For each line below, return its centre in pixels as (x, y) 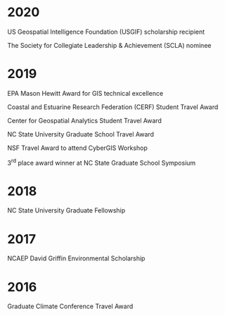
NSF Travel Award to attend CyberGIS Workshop (77, 148)
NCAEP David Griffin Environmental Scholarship (76, 258)
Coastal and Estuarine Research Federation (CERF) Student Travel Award (113, 107)
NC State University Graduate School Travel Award (81, 134)
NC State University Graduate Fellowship (66, 210)
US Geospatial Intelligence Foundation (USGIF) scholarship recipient (106, 32)
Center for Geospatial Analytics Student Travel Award (84, 120)
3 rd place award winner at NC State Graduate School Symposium (102, 162)
